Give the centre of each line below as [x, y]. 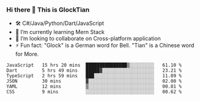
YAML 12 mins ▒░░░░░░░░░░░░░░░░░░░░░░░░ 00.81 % [94, 87]
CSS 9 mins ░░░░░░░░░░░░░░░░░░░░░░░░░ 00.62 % [94, 92]
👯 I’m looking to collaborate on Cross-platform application [88, 38]
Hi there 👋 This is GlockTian [48, 10]
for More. [27, 54]
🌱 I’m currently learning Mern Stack [60, 32]
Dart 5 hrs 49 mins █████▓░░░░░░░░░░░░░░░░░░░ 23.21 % [94, 71]
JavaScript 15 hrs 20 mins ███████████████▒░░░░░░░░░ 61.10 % [94, 65]
